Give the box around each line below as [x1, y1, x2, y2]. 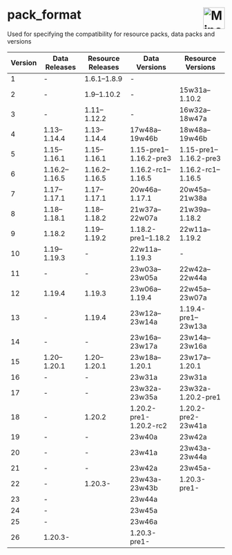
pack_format [7, 7, 81, 23]
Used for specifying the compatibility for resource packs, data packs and [7, 30, 215, 38]
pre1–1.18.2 [130, 233, 171, 242]
